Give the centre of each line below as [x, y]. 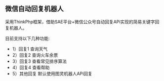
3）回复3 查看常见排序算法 [40, 61]
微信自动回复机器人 [34, 9]
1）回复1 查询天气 [30, 49]
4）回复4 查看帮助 [31, 67]
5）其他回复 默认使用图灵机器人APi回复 [52, 74]
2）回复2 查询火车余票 [35, 55]
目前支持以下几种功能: [28, 38]
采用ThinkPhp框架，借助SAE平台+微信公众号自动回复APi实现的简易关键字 [80, 22]
